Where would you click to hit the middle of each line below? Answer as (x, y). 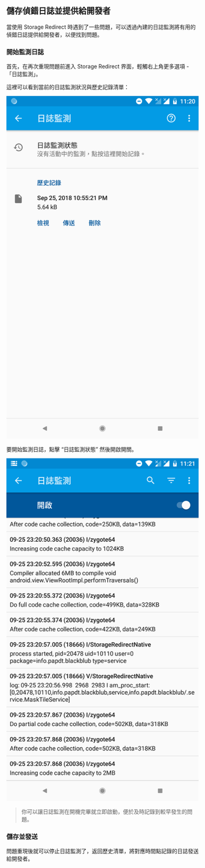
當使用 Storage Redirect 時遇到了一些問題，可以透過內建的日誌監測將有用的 (101, 27)
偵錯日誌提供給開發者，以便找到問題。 (54, 34)
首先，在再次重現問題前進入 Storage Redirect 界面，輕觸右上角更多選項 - (98, 67)
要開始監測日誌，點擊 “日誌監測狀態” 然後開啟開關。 (72, 449)
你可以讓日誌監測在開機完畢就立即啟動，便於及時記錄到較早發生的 (104, 812)
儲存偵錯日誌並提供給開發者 (59, 11)
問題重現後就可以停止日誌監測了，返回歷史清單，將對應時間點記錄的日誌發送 (103, 851)
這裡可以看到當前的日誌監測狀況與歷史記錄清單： (68, 87)
